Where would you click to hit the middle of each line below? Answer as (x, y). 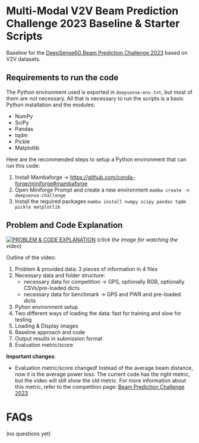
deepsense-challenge (40, 195)
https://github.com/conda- (102, 177)
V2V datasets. (23, 59)
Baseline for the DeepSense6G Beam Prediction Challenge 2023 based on (97, 52)
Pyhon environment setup (46, 307)
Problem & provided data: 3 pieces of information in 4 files (86, 269)
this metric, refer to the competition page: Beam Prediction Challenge (99, 387)
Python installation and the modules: (51, 105)
